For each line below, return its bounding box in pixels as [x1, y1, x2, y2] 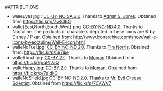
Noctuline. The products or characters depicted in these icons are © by [12, 29, 155, 34]
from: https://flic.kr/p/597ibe [12, 49, 69, 55]
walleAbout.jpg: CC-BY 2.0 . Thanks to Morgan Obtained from [12, 55, 135, 60]
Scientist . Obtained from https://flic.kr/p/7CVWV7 [12, 80, 112, 86]
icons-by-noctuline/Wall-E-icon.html [12, 39, 85, 45]
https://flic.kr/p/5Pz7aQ [12, 60, 59, 65]
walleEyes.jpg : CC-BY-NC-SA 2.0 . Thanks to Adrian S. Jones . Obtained [12, 14, 156, 19]
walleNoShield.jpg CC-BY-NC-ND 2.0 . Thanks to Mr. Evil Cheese [12, 75, 142, 81]
